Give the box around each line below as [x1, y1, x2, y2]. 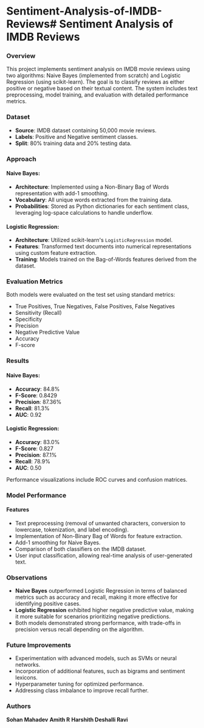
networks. [15, 661, 41, 669]
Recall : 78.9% [15, 457, 50, 465]
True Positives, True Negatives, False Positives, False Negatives [15, 303, 175, 310]
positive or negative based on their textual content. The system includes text [6, 85, 198, 92]
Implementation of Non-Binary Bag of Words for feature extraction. [15, 532, 183, 539]
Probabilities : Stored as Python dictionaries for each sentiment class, [15, 202, 189, 210]
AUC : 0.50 [15, 464, 42, 471]
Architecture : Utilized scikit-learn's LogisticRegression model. [15, 237, 173, 244]
